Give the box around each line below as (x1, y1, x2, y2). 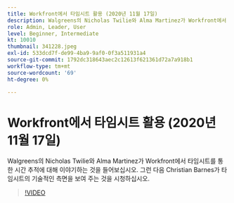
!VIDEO (24, 188, 46, 197)
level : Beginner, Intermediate (7, 30, 99, 37)
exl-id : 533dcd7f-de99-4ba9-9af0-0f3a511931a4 (7, 50, 146, 57)
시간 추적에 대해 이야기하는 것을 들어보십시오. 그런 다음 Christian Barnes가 (14, 166, 220, 174)
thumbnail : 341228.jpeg (7, 43, 77, 50)
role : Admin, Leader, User (7, 23, 86, 30)
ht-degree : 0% (7, 75, 49, 83)
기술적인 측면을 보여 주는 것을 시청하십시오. (31, 174, 150, 183)
